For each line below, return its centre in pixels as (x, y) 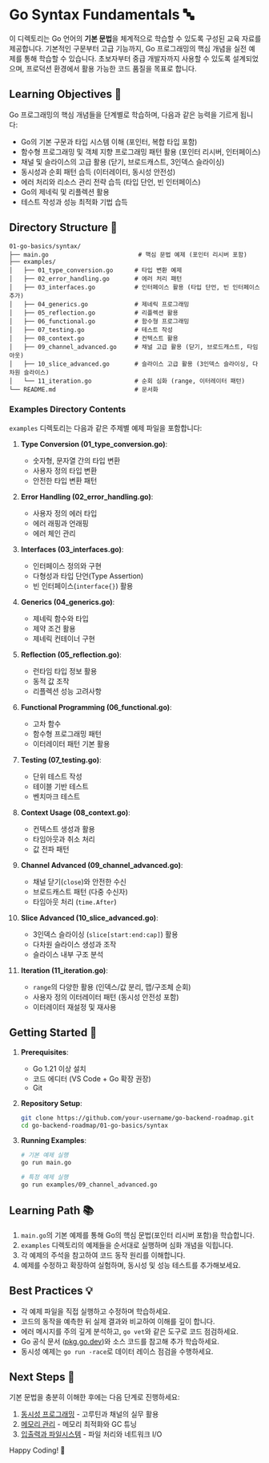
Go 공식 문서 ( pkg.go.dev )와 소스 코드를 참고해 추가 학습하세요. (120, 1341)
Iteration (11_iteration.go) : (64, 970)
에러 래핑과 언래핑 (60, 523)
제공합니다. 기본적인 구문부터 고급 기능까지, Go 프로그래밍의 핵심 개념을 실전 (128, 48)
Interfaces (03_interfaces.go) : (72, 549)
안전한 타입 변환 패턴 (65, 480)
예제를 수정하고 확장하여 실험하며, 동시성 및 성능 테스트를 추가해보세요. (130, 1265)
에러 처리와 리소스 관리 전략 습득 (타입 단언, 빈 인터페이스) (110, 181)
